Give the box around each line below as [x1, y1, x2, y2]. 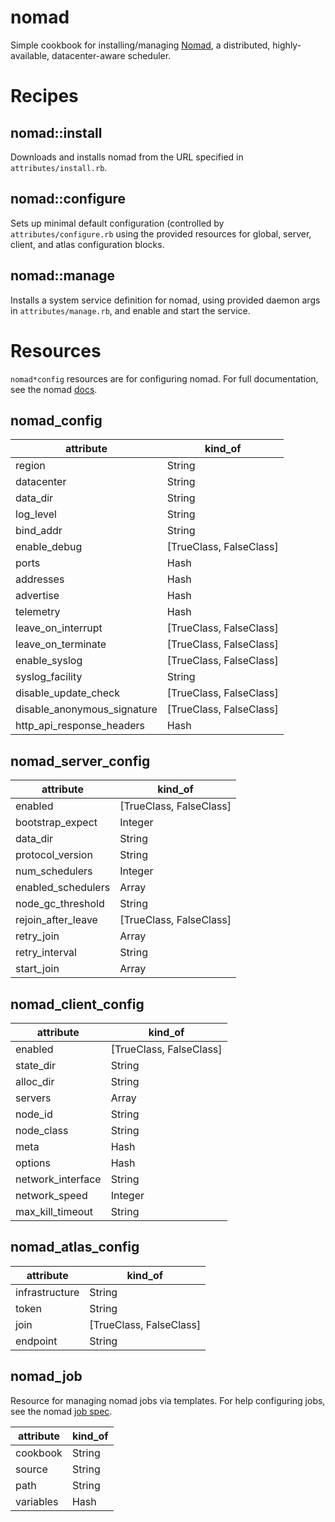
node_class [15, 1123, 69, 1137]
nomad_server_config [10, 752, 151, 770]
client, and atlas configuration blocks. [10, 238, 165, 250]
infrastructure [15, 1285, 80, 1299]
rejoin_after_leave [15, 913, 98, 927]
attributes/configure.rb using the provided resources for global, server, [10, 227, 312, 240]
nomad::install [10, 124, 103, 141]
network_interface [15, 1172, 102, 1186]
